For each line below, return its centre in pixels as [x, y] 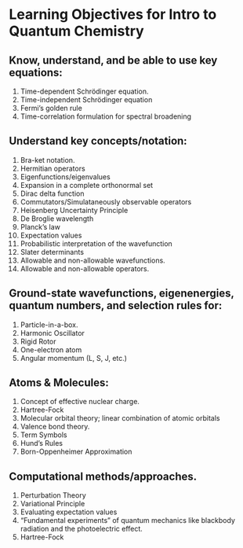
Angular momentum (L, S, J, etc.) [74, 358]
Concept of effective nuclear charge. [80, 402]
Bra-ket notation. [47, 160]
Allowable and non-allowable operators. [85, 268]
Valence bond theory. [55, 427]
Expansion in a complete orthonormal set [87, 185]
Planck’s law [40, 226]
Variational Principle [53, 504]
